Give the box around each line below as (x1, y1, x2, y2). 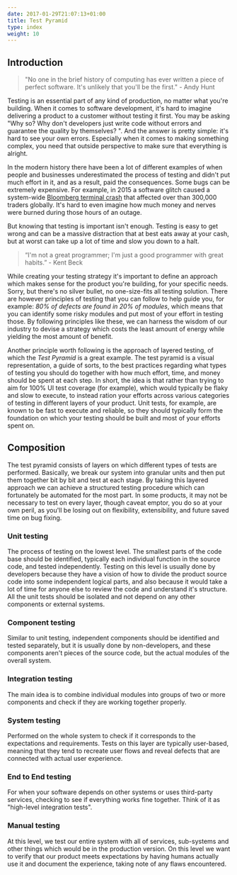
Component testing (7, 618, 76, 628)
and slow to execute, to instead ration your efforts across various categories (7, 391, 230, 400)
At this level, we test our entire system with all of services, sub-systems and (7, 837, 229, 845)
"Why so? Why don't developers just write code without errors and (7, 119, 202, 128)
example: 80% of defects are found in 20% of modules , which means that (7, 302, 223, 311)
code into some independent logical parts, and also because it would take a (7, 577, 228, 586)
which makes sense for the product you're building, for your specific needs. (7, 279, 229, 288)
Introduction (7, 56, 64, 68)
